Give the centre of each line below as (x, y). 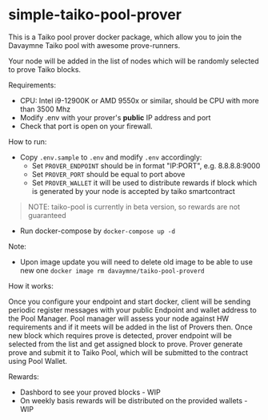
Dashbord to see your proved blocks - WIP (90, 392)
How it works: (31, 285)
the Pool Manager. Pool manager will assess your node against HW (119, 318)
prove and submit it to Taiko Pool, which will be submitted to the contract (128, 352)
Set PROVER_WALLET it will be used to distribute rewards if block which (144, 183)
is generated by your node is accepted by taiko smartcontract (134, 191)
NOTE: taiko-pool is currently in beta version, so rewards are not (134, 207)
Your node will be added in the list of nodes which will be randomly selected (134, 61)
